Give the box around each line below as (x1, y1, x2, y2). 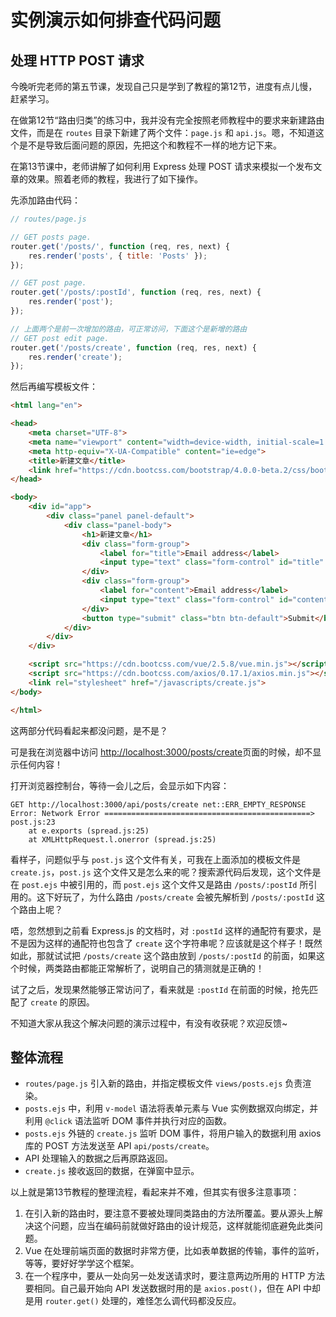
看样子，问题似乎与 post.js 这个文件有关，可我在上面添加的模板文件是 (10, 853, 301, 865)
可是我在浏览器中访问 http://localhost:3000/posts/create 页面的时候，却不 (10, 746, 313, 758)
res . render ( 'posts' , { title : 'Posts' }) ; (28, 251, 208, 261)
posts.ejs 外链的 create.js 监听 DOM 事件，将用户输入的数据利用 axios (24, 1127, 322, 1140)
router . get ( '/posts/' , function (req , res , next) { (10, 241, 230, 251)
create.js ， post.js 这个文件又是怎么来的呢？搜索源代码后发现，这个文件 (10, 866, 313, 878)
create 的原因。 (29, 996, 95, 1008)
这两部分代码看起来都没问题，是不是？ (10, 724, 168, 736)
